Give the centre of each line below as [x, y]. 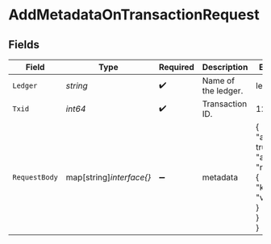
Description [225, 67]
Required [177, 67]
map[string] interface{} [108, 177]
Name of [219, 81]
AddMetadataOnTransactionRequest [134, 15]
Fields [24, 45]
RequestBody [35, 178]
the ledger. [223, 91]
